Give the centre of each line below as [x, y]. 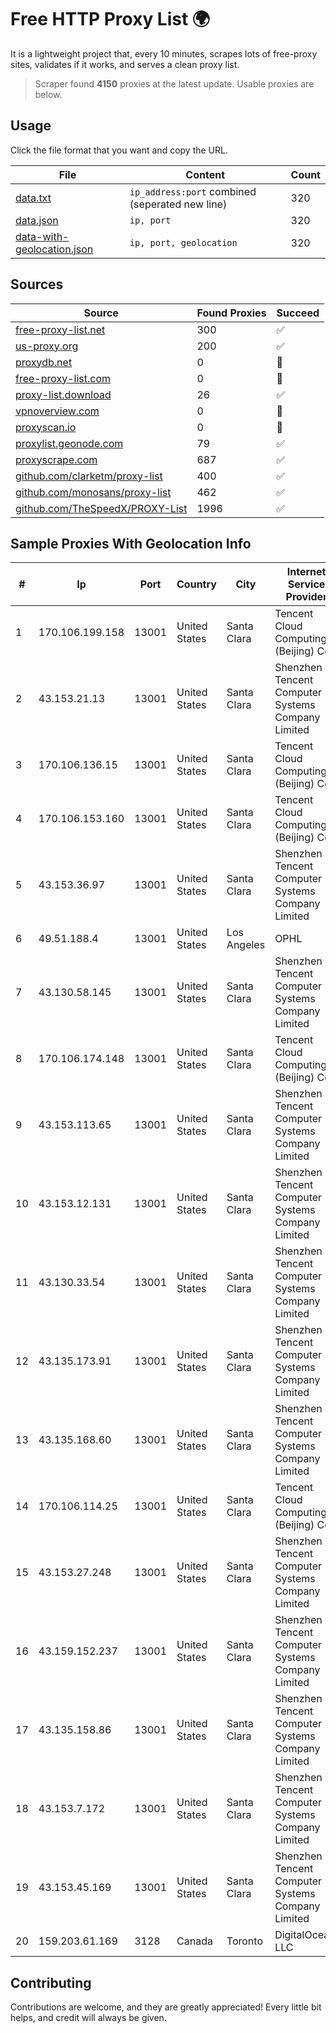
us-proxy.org [47, 346]
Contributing [51, 1982]
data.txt [33, 198]
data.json [37, 220]
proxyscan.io [46, 427]
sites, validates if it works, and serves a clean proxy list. [125, 64]
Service [306, 584]
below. [48, 94]
